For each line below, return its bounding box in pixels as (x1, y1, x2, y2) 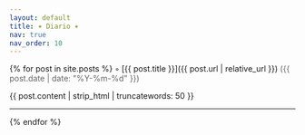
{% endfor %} (9, 117, 62, 128)
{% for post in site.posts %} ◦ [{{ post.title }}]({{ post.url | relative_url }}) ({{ (9, 63, 290, 74)
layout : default (9, 13, 71, 23)
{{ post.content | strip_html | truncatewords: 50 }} (9, 91, 195, 101)
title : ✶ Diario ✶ (9, 22, 79, 31)
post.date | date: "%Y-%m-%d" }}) (9, 73, 140, 84)
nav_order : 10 (9, 38, 64, 48)
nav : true (9, 30, 47, 39)
